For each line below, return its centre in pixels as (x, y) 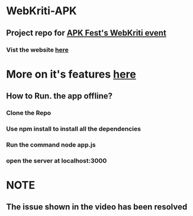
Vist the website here (38, 50)
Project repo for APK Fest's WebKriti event (86, 33)
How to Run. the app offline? (59, 96)
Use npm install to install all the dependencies (73, 129)
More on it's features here (71, 74)
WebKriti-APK (41, 11)
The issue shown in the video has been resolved (97, 207)
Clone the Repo (29, 113)
